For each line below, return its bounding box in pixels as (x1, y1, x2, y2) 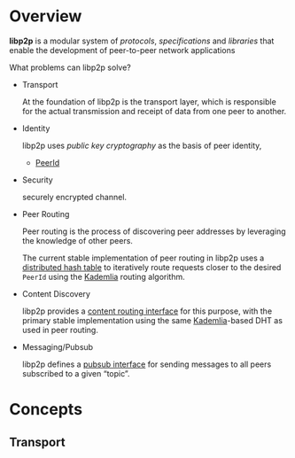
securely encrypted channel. (21, 191, 127, 202)
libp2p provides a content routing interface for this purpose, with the (21, 306, 273, 316)
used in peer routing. (21, 324, 99, 335)
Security (21, 175, 53, 185)
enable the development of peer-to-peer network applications (9, 44, 236, 55)
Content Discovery (21, 288, 91, 299)
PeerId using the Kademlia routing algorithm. (21, 271, 186, 282)
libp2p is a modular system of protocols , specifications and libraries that (9, 35, 275, 46)
